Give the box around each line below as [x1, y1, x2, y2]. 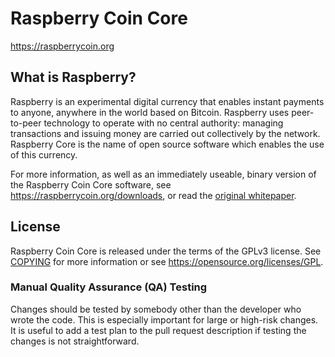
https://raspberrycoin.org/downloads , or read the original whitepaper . [10, 189, 297, 201]
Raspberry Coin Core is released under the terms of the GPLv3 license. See [10, 245, 322, 257]
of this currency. [10, 148, 78, 161]
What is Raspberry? [10, 69, 137, 86]
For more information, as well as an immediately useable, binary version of [10, 168, 317, 180]
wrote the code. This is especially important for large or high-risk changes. [10, 313, 319, 326]
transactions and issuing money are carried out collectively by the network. [10, 127, 321, 139]
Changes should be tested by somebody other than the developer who [10, 303, 302, 315]
